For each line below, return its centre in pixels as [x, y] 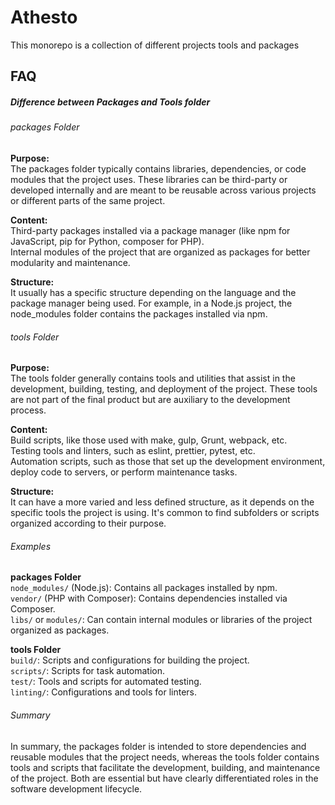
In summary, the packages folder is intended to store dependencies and [158, 746]
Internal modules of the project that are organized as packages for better [160, 252]
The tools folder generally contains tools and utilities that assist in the [153, 378]
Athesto [44, 17]
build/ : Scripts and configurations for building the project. [130, 660]
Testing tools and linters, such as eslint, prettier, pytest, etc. [133, 451]
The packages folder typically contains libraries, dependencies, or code [158, 168]
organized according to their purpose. [88, 523]
